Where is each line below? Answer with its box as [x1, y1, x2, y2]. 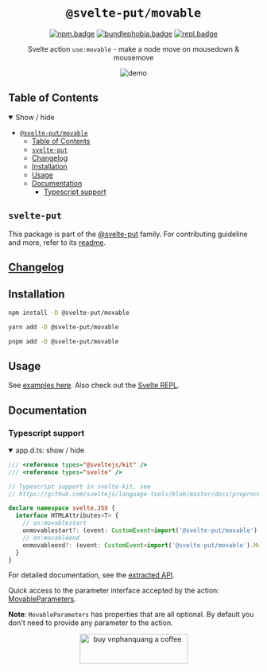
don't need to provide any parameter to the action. [8, 618, 173, 627]
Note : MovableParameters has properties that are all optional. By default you [8, 610, 254, 620]
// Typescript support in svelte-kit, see [8, 483, 151, 491]
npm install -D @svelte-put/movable [8, 309, 130, 317]
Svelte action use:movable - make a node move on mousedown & [27, 44, 240, 53]
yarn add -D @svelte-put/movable [8, 323, 119, 331]
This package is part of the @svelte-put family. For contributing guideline [8, 229, 248, 239]
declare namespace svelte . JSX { [8, 504, 115, 512]
